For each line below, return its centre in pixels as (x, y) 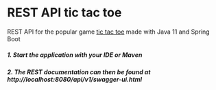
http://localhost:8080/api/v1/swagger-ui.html (75, 79)
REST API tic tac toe (64, 13)
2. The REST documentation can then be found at (79, 72)
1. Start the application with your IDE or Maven (75, 55)
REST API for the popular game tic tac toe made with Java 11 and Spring (109, 32)
